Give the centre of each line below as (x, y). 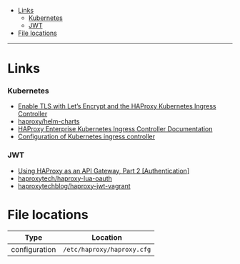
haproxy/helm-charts (49, 121)
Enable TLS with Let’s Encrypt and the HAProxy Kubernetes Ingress (117, 106)
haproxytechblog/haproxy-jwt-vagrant (74, 186)
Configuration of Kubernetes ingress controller (86, 137)
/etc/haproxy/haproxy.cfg (107, 249)
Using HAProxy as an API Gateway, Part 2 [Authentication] (104, 171)
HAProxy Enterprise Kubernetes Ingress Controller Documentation (115, 129)
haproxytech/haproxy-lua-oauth (65, 178)
